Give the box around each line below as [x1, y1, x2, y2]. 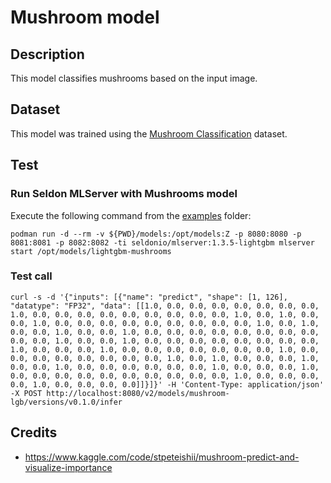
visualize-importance [24, 461, 113, 473]
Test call [10, 269, 53, 283]
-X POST [10, 388, 43, 398]
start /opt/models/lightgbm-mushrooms [10, 246, 172, 256]
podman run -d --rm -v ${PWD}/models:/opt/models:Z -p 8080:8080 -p [10, 229, 302, 239]
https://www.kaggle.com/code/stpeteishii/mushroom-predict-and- [24, 451, 300, 463]
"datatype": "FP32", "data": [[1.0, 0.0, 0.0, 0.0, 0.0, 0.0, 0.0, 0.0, [10, 301, 320, 311]
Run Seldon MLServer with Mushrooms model [10, 187, 238, 201]
